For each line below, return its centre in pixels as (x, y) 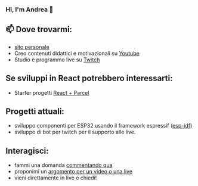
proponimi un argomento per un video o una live (73, 172)
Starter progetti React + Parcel (52, 92)
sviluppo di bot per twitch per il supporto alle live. (75, 132)
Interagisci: (27, 151)
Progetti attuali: (35, 111)
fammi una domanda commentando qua (63, 165)
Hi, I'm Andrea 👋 (30, 10)
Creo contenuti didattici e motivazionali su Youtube (77, 53)
